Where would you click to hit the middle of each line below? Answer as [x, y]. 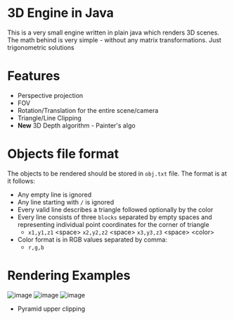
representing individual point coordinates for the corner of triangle [113, 224]
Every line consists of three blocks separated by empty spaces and [115, 217]
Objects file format [63, 154]
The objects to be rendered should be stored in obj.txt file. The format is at [117, 173]
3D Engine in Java [60, 13]
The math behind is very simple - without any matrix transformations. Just [114, 39]
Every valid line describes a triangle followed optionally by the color [115, 209]
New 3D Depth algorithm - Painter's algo [76, 125]
